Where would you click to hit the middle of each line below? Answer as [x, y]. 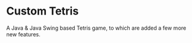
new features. [23, 34]
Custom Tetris [43, 11]
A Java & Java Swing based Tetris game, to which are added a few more [96, 28]
